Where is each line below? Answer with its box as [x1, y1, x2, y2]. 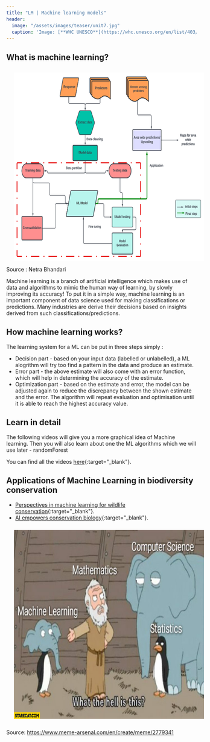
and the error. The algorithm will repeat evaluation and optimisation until [14, 393, 194, 400]
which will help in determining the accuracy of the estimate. [14, 374, 164, 381]
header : [6, 16, 26, 22]
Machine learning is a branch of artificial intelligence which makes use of [6, 278, 188, 285]
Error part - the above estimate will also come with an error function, [14, 368, 186, 375]
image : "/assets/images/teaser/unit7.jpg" [11, 22, 120, 28]
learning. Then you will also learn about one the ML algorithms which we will [6, 440, 196, 447]
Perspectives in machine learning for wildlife [14, 501, 126, 508]
